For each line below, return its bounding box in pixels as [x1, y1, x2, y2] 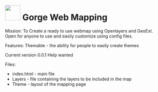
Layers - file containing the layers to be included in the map [12, 76, 132, 82]
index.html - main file [12, 71, 55, 76]
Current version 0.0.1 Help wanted [5, 52, 73, 58]
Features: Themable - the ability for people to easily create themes [5, 42, 139, 48]
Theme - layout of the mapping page [12, 81, 86, 87]
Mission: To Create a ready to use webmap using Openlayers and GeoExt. [5, 28, 154, 34]
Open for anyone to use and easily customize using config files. [5, 33, 133, 39]
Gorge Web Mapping [22, 12, 108, 23]
